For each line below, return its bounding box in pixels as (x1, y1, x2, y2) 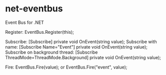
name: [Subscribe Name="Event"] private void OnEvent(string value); (5, 44, 148, 50)
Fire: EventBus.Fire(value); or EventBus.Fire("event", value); (5, 64, 128, 70)
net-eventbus (5, 3, 63, 14)
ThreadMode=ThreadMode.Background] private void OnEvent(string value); (5, 54, 161, 60)
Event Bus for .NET (5, 19, 44, 25)
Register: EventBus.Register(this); (5, 29, 74, 35)
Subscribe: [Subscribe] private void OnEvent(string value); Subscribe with (5, 38, 157, 45)
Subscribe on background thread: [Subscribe (5, 49, 98, 55)
